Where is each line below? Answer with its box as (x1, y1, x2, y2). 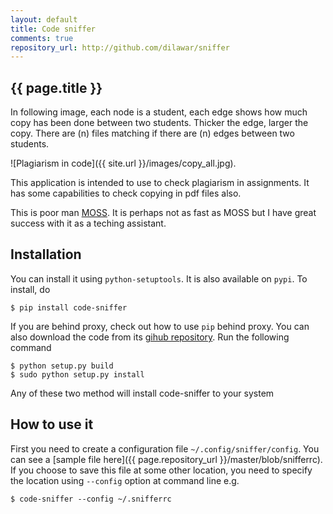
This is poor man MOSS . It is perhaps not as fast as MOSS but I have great (10, 207, 317, 219)
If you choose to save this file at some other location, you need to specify (10, 464, 313, 476)
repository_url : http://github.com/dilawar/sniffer (10, 42, 230, 53)
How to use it (10, 416, 94, 433)
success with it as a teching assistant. (10, 217, 167, 230)
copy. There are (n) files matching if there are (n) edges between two (10, 127, 295, 140)
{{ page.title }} (10, 79, 103, 96)
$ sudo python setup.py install (10, 369, 145, 380)
